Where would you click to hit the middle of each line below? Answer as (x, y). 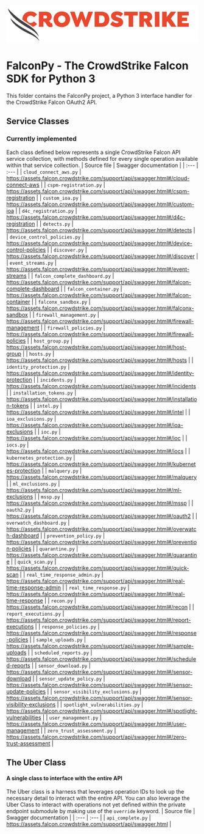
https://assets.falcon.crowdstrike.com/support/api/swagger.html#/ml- (94, 490)
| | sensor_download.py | (61, 665)
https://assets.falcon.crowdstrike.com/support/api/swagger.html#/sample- (100, 646)
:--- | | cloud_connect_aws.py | (44, 172)
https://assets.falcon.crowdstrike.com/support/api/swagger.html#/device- (100, 243)
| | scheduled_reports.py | (60, 652)
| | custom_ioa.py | (59, 197)
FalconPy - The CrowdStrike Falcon (97, 66)
